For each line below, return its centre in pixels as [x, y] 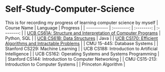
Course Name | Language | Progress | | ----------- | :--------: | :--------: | [80, 27]
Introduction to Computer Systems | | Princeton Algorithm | [65, 64]
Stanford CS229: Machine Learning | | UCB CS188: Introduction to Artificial [81, 48]
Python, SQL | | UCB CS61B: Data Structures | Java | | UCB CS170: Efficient [82, 38]
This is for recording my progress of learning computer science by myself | [82, 23]
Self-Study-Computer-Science [70, 9]
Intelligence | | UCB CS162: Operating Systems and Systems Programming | [82, 54]
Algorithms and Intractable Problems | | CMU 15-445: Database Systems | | [82, 43]
